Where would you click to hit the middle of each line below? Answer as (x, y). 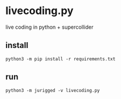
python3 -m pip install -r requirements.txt (61, 59)
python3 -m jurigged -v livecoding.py (53, 90)
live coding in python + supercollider (50, 27)
